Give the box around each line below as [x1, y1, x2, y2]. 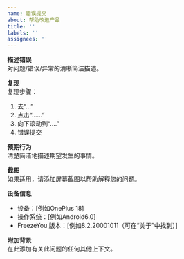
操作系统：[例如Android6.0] [17, 213, 96, 221]
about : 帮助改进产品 [7, 17, 60, 23]
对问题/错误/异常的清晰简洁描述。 [7, 64, 103, 73]
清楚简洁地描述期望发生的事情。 [7, 151, 98, 160]
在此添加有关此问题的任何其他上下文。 [7, 244, 116, 253]
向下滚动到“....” [17, 119, 60, 128]
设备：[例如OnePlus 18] [17, 204, 84, 213]
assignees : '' [7, 36, 48, 43]
